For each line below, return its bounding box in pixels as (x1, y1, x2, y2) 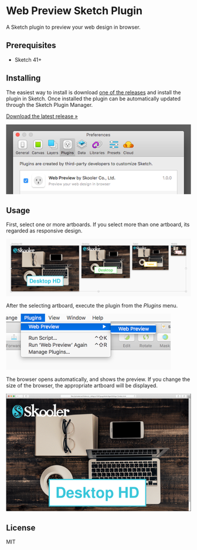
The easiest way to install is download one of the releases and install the (6, 89, 181, 96)
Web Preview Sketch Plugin (6, 4, 142, 18)
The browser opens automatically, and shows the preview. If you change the (6, 376, 191, 383)
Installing (6, 73, 41, 83)
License (6, 522, 36, 532)
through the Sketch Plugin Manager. (6, 101, 93, 108)
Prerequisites (6, 41, 56, 50)
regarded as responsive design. (6, 227, 83, 234)
